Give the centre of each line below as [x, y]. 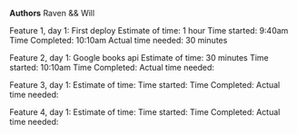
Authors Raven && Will [52, 13]
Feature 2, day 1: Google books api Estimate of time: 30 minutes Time [139, 57]
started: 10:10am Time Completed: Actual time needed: [112, 67]
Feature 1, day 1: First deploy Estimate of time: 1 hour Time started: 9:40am [149, 30]
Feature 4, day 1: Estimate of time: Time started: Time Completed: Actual [145, 112]
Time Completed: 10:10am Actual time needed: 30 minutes [119, 40]
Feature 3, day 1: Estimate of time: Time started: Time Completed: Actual [145, 85]
